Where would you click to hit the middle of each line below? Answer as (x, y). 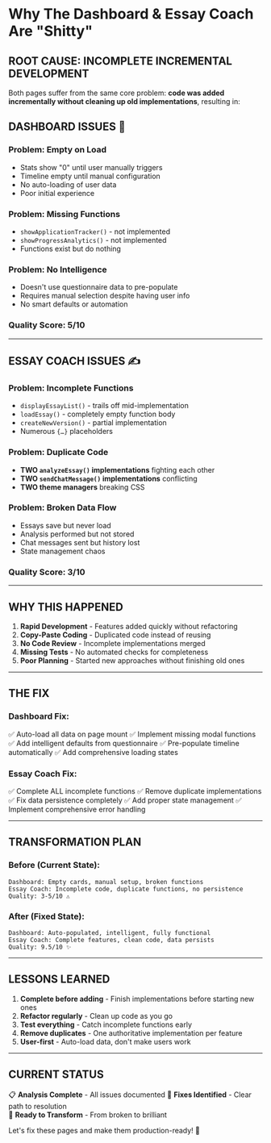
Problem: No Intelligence (58, 269)
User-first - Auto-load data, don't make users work (105, 1041)
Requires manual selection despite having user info (105, 296)
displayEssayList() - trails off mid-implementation (104, 406)
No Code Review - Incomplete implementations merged (113, 643)
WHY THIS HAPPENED (66, 607)
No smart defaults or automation (74, 304)
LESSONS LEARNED (59, 980)
